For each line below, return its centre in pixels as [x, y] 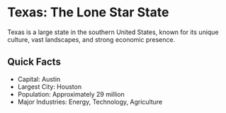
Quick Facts [34, 62]
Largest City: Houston [50, 87]
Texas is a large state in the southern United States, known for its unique [113, 32]
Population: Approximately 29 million [71, 94]
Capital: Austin [39, 79]
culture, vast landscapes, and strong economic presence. [91, 39]
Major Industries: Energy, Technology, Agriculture [90, 102]
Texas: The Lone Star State [88, 12]
